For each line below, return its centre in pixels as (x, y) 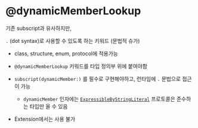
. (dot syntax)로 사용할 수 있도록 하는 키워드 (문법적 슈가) (73, 40)
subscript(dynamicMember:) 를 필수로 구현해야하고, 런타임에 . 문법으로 (98, 79)
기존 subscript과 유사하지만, (39, 28)
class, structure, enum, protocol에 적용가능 (66, 53)
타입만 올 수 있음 (49, 106)
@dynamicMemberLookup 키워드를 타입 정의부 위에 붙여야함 (81, 66)
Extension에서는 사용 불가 (45, 119)
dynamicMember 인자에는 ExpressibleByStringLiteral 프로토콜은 (99, 99)
